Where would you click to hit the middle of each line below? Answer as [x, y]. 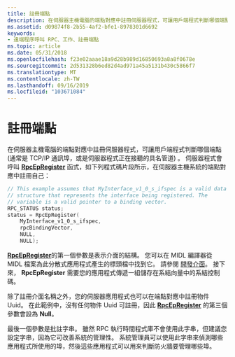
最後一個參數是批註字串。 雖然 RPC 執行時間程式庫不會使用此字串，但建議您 [117, 328]
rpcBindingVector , [47, 228]
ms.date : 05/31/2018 [37, 53]
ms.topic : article [34, 46]
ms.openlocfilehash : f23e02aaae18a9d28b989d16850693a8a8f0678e [101, 59]
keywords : [22, 33]
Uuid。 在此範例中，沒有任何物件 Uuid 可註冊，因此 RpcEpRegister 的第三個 [117, 304]
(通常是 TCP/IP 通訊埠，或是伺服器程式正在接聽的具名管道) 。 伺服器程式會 [115, 158]
